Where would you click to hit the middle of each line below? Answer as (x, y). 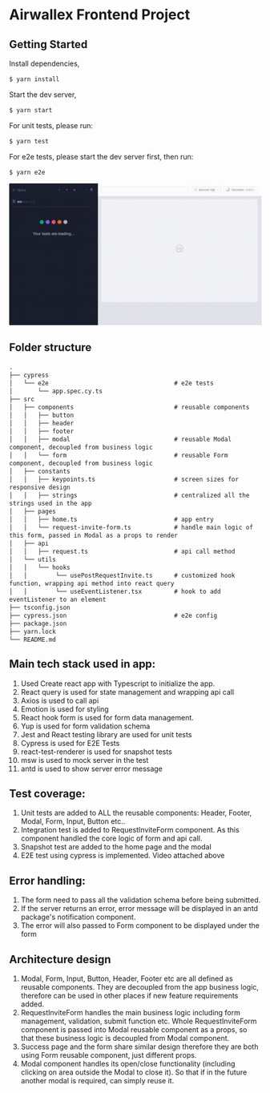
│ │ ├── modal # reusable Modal (120, 439)
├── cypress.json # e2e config (113, 615)
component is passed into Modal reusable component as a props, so (134, 1030)
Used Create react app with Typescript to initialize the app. (118, 684)
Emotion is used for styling (64, 709)
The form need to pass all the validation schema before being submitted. (141, 900)
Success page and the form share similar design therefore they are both (139, 1047)
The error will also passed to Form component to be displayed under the (140, 926)
